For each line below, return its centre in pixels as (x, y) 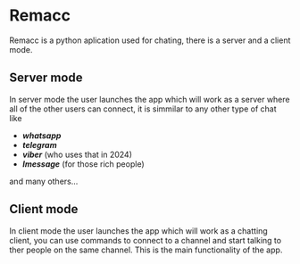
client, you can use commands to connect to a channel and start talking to (146, 240)
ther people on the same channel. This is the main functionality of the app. (146, 250)
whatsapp (42, 136)
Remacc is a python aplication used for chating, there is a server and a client (150, 40)
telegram (39, 144)
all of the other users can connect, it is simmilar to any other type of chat (143, 109)
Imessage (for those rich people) (83, 164)
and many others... (44, 181)
